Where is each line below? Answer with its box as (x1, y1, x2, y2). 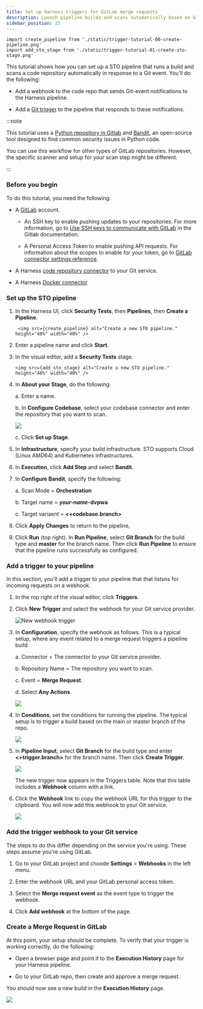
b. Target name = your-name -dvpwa (14, 498, 108, 505)
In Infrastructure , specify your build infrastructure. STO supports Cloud (14, 445, 194, 452)
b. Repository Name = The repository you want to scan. (14, 665, 153, 672)
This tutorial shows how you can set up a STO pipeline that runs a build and (6, 63, 195, 70)
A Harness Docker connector (14, 279, 88, 286)
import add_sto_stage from (6, 47, 74, 53)
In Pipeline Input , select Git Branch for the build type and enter (14, 747, 173, 754)
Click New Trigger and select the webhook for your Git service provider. (14, 605, 195, 612)
